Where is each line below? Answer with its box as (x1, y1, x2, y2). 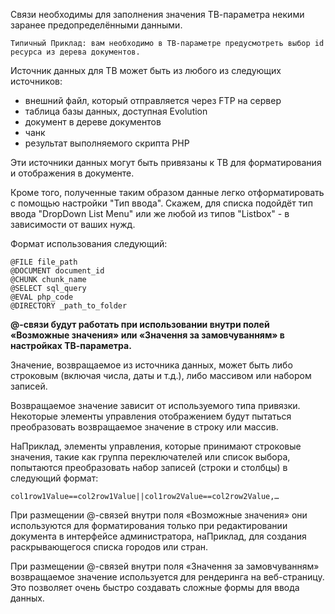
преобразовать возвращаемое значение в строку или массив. (10, 421, 279, 433)
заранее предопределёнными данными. (10, 19, 183, 31)
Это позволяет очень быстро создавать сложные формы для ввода (10, 582, 300, 593)
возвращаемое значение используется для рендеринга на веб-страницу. (10, 571, 325, 583)
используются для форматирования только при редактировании (10, 520, 288, 531)
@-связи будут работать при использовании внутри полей (10, 319, 270, 330)
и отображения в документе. (10, 167, 135, 179)
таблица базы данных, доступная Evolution (24, 105, 208, 117)
